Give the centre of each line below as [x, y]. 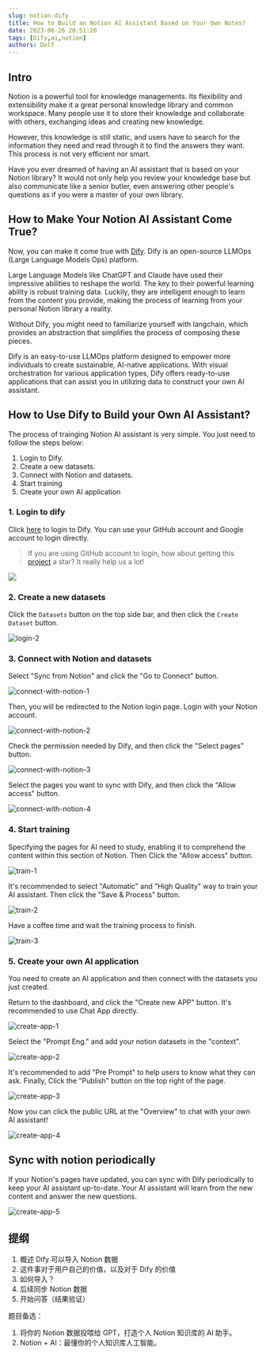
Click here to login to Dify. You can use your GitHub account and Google [126, 529]
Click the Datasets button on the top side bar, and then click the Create [123, 614]
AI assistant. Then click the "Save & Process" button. [94, 895]
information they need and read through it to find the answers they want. [127, 145]
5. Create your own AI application [74, 961]
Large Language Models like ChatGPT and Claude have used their [116, 275]
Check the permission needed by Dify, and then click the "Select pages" [126, 746]
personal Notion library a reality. [61, 308]
